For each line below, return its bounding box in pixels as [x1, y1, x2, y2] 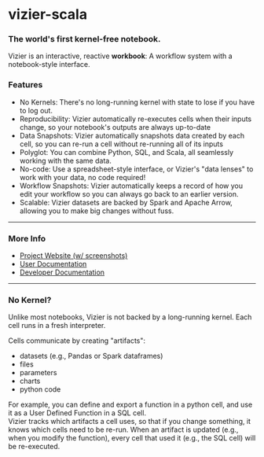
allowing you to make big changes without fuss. [19, 206, 174, 216]
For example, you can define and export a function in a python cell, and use [8, 400, 253, 410]
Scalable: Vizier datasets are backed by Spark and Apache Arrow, [19, 197, 233, 207]
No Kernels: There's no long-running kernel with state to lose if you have [19, 97, 255, 107]
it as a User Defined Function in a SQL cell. [8, 408, 147, 418]
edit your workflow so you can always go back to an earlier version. [19, 189, 239, 198]
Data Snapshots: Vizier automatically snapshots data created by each [19, 131, 245, 140]
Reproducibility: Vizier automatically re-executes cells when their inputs [19, 114, 252, 123]
